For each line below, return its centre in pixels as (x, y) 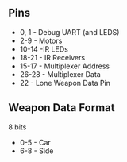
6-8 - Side (37, 151)
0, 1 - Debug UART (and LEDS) (69, 32)
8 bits (17, 127)
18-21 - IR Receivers (52, 57)
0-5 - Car (35, 142)
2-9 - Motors (41, 40)
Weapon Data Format (62, 108)
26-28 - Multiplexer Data (60, 74)
